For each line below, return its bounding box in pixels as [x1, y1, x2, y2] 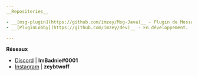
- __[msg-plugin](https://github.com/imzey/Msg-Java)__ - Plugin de [6, 19, 178, 25]
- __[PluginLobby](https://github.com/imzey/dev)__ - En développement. [6, 25, 189, 30]
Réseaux [6, 46, 28, 53]
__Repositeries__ [6, 8, 49, 15]
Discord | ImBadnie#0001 [14, 57, 78, 64]
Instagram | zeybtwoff [14, 63, 70, 70]
